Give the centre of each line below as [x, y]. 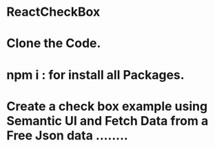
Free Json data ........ [67, 135]
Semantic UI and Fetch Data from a [107, 121]
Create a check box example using [107, 106]
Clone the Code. [54, 44]
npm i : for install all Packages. [95, 75]
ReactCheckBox [53, 12]
